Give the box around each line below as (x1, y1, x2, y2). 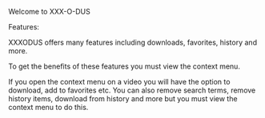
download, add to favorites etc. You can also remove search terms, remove (8, 85, 256, 95)
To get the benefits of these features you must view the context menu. (8, 61, 240, 71)
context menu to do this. (8, 103, 89, 112)
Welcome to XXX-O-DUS (8, 7, 90, 16)
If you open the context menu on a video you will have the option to (8, 77, 231, 86)
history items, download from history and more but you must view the (8, 94, 238, 103)
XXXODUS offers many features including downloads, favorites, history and (8, 37, 258, 47)
